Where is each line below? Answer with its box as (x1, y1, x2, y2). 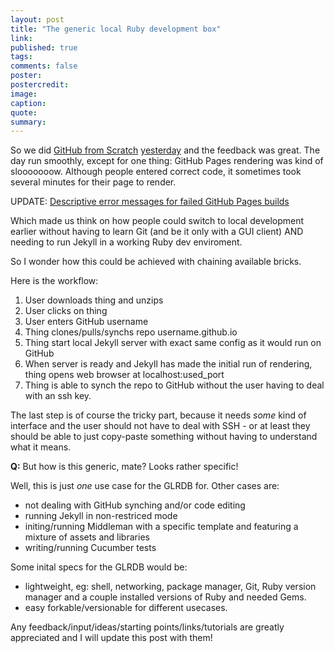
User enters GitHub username (24, 316, 149, 328)
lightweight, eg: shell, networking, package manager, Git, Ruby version (24, 581, 317, 593)
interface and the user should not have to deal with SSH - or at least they (10, 420, 311, 432)
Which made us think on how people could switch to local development (10, 215, 305, 227)
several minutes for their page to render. (10, 176, 177, 188)
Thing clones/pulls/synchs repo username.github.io (24, 326, 238, 338)
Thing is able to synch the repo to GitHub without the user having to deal (24, 379, 325, 391)
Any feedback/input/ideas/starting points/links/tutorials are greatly (10, 621, 285, 633)
